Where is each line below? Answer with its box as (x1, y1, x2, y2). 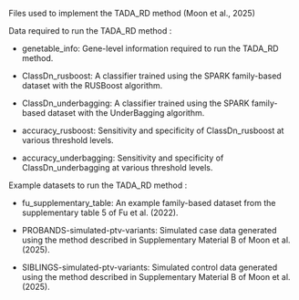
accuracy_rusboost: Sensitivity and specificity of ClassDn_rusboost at (21, 125, 284, 136)
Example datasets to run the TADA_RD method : (8, 180, 188, 191)
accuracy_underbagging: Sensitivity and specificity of (21, 152, 224, 163)
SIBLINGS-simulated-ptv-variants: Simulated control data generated (21, 262, 278, 273)
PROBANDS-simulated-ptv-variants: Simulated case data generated (21, 225, 277, 235)
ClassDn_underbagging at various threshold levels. (21, 162, 213, 172)
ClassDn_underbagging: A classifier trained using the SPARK (21, 98, 250, 109)
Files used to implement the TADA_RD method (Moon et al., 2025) (8, 8, 256, 18)
